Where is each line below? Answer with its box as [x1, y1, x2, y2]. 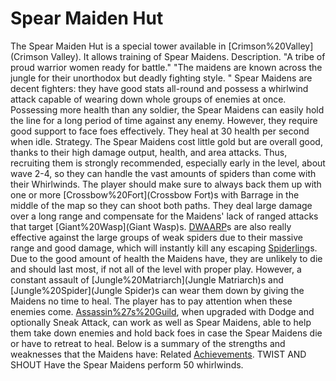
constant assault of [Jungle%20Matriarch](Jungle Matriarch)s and [10, 273, 284, 286]
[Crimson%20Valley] [228, 40, 314, 52]
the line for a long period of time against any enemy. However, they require [10, 114, 318, 126]
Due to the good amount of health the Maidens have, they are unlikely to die [10, 252, 323, 264]
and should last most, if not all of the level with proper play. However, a [10, 263, 302, 275]
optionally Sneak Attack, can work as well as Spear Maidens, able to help [10, 316, 312, 328]
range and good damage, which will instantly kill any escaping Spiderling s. [10, 242, 318, 254]
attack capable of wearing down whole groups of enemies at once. [10, 93, 287, 105]
